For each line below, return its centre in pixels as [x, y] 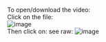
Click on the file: [30, 17]
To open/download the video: [49, 10]
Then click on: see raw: [40, 31]
